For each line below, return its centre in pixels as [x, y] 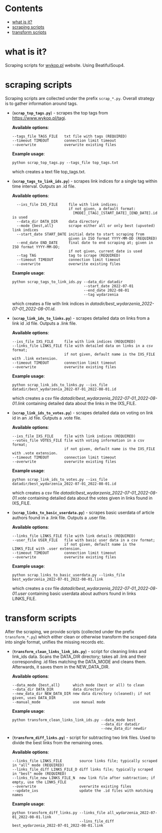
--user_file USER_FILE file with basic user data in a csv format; [84, 540]
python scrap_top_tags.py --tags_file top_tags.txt [65, 163]
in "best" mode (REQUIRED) [39, 774]
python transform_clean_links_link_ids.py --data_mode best [74, 720]
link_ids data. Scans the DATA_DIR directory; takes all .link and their [79, 656]
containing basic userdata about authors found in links [82, 593]
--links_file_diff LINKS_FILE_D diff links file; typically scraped [82, 769]
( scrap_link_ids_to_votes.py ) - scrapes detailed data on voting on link [82, 412]
